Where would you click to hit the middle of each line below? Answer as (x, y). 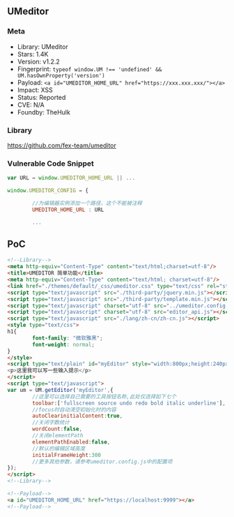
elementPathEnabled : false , (71, 442)
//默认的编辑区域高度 (59, 449)
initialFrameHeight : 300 (67, 455)
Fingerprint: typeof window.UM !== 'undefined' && (89, 68)
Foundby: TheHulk (44, 112)
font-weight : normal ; (64, 344)
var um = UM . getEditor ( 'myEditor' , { (60, 390)
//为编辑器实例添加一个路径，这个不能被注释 (87, 203)
